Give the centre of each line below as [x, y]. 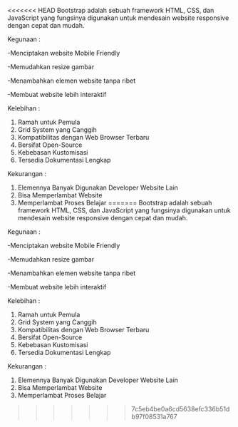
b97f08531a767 [154, 417]
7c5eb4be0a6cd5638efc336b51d [181, 409]
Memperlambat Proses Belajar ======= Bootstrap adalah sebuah [115, 203]
